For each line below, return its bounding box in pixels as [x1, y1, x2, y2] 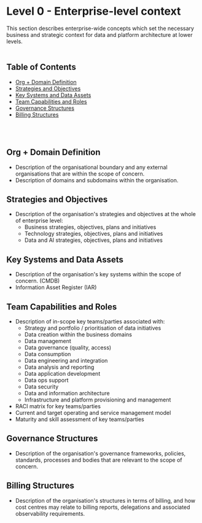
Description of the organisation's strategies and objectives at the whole [15, 211, 196, 218]
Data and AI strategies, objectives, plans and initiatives [24, 236, 163, 244]
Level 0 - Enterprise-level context [6, 4, 181, 18]
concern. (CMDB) [15, 277, 60, 285]
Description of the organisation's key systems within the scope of [15, 271, 182, 278]
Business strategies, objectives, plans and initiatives [24, 223, 157, 231]
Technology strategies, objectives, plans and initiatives [24, 230, 163, 238]
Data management [24, 338, 72, 344]
